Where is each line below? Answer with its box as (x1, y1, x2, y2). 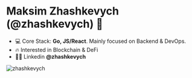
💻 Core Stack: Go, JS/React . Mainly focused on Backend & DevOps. (14, 37, 186, 45)
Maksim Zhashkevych (6, 4, 120, 18)
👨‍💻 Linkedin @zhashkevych (14, 53, 86, 60)
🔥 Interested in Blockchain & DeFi (14, 46, 98, 53)
